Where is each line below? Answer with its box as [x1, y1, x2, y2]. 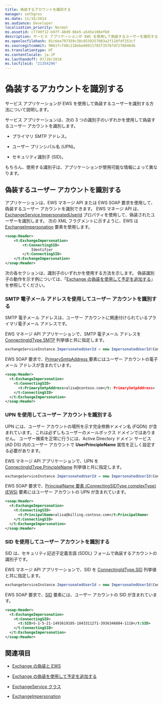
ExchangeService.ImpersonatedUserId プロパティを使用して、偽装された [5, 212, 151, 217]
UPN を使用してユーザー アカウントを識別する [5, 411, 113, 418]
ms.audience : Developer [5, 20, 53, 26]
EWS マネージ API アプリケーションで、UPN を [5, 458, 99, 464]
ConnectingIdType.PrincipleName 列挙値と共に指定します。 [5, 464, 125, 470]
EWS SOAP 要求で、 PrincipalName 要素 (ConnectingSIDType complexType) [5, 483, 156, 489]
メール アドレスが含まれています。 [5, 362, 74, 368]
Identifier [31, 247, 53, 252]
